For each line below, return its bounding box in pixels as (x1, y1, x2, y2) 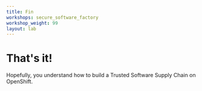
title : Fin (6, 8, 34, 15)
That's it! (6, 52, 53, 65)
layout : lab (6, 25, 36, 32)
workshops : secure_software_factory (6, 14, 99, 20)
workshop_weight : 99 (6, 20, 59, 26)
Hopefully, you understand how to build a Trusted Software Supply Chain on (6, 72, 196, 79)
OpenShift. (6, 78, 33, 85)
